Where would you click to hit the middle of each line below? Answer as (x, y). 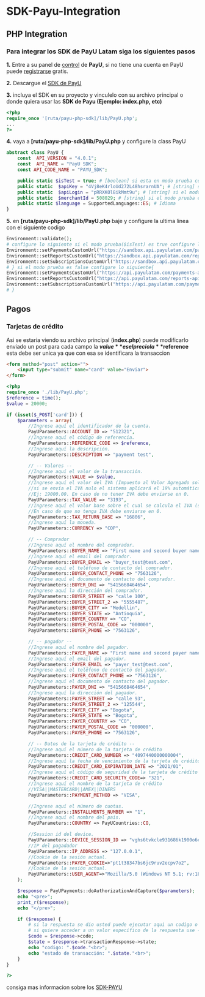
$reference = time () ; (34, 398)
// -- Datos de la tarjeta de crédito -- (82, 744)
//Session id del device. (61, 835)
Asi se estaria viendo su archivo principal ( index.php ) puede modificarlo (98, 340)
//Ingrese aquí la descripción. (70, 449)
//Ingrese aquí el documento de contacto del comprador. (102, 579)
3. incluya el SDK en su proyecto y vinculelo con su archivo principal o (95, 95)
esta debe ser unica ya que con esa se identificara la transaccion (88, 353)
